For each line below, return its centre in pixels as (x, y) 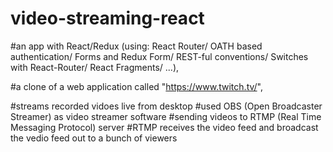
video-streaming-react (107, 18)
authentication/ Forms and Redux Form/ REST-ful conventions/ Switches (159, 56)
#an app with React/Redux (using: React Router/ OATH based (136, 46)
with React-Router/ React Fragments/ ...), (95, 67)
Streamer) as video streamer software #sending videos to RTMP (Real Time (166, 116)
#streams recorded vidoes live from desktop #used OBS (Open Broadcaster (166, 106)
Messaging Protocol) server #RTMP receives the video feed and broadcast (164, 127)
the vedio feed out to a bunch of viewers (94, 138)
